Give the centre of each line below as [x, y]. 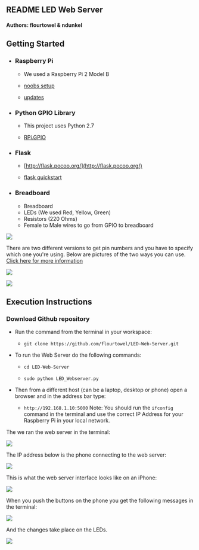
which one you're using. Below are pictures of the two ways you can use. [96, 254]
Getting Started [35, 44]
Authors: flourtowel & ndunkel [44, 25]
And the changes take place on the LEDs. [57, 530]
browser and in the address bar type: [60, 396]
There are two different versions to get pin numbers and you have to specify [100, 248]
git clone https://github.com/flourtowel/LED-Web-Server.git [101, 344]
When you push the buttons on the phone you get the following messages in [100, 501]
